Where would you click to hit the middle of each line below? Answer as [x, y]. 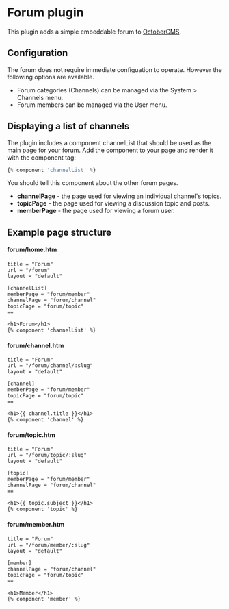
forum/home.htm [32, 250]
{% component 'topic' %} [42, 509]
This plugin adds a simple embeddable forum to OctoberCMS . [94, 32]
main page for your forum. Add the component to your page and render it [110, 150]
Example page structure [59, 232]
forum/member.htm [36, 525]
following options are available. [51, 77]
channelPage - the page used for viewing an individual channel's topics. [119, 196]
